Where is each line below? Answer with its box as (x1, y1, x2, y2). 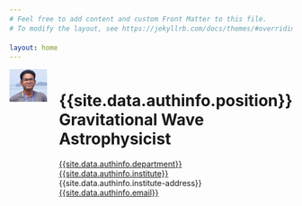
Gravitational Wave (58, 110, 205, 130)
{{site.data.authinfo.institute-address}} (58, 178, 202, 189)
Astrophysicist (58, 129, 172, 149)
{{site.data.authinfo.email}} (58, 187, 159, 198)
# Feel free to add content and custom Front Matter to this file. (9, 14, 268, 23)
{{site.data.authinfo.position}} (58, 91, 293, 112)
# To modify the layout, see (9, 23, 119, 33)
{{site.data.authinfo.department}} (58, 158, 182, 170)
